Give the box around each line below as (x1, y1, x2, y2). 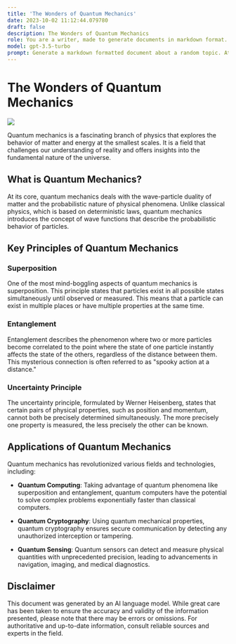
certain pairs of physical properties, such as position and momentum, (7, 405, 209, 414)
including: (7, 467, 37, 476)
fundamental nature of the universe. (7, 153, 111, 161)
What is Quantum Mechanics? (7, 173, 143, 186)
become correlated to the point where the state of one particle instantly (7, 342, 214, 351)
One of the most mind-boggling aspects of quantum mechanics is (7, 279, 198, 288)
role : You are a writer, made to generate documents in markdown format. (7, 36, 228, 43)
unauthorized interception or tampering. (17, 531, 133, 540)
